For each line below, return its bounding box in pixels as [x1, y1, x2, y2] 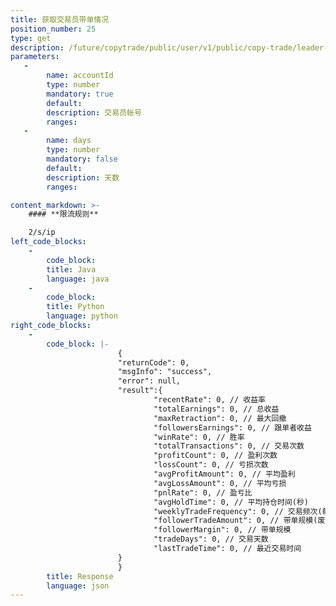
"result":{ [117, 386, 163, 396]
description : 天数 [46, 172, 120, 183]
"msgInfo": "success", [117, 367, 213, 377]
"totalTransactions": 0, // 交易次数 [153, 441, 305, 451]
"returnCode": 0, [117, 357, 190, 368]
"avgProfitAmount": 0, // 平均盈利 [153, 469, 296, 479]
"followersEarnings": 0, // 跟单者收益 [153, 422, 312, 433]
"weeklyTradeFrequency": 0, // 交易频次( [153, 506, 323, 516]
